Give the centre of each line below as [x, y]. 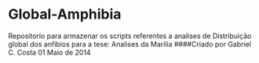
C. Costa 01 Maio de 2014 [50, 52]
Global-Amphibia [65, 14]
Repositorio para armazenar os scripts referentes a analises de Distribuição [130, 36]
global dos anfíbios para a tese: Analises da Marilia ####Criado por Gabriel [129, 44]
